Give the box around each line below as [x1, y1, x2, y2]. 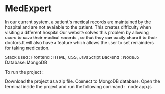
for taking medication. [5, 45, 50, 51]
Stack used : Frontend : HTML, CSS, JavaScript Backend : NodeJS [5, 54, 139, 60]
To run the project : [5, 69, 44, 75]
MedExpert [5, 3, 52, 14]
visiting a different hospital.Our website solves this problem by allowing [5, 29, 149, 35]
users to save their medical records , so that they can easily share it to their [5, 35, 157, 40]
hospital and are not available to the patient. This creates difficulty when [5, 24, 151, 30]
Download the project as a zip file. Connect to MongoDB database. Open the [5, 78, 160, 84]
